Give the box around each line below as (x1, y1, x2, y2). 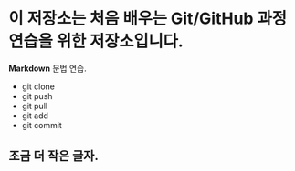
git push (21, 90, 53, 101)
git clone (21, 81, 56, 92)
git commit (21, 119, 63, 130)
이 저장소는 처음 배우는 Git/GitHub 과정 (8, 8, 287, 29)
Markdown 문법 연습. (8, 63, 88, 74)
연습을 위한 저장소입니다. (8, 31, 184, 52)
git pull (21, 100, 47, 111)
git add (21, 110, 49, 121)
